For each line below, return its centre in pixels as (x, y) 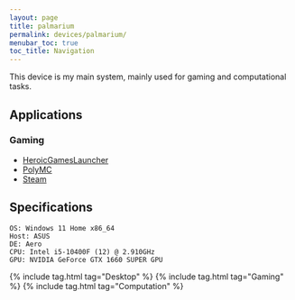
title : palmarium (42, 26)
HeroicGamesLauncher (65, 159)
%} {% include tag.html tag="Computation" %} (97, 286)
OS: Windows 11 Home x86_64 (62, 228)
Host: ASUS (30, 236)
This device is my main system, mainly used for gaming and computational (148, 77)
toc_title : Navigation (52, 51)
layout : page (34, 18)
